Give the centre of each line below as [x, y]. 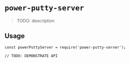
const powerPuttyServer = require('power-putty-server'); [65, 47]
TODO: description [36, 21]
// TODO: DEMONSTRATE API [31, 56]
